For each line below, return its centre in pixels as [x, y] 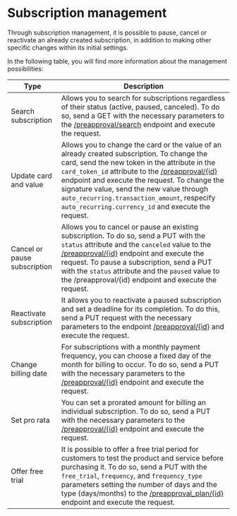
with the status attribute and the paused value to [140, 271]
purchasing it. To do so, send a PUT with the [134, 467]
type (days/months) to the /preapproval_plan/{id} [142, 493]
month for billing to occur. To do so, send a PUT [140, 364]
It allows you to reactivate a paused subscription [141, 300]
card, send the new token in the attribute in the [138, 162]
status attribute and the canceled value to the [136, 244]
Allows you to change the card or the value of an [141, 145]
